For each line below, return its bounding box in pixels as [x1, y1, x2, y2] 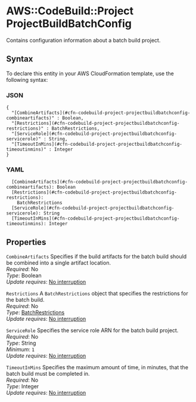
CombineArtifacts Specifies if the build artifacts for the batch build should [6, 253, 187, 260]
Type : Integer [6, 383, 39, 390]
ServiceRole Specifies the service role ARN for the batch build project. [6, 327, 179, 334]
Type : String [6, 339, 36, 347]
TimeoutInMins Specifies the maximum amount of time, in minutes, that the [6, 364, 189, 371]
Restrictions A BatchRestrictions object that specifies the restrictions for [6, 290, 189, 297]
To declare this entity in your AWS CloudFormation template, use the [6, 70, 174, 77]
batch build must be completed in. [6, 370, 91, 378]
